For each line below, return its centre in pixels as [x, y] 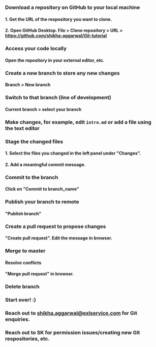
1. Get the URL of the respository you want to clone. [59, 19]
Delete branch [22, 287]
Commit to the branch [32, 177]
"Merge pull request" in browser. [39, 274]
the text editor [22, 128]
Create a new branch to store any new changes [62, 73]
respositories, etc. [28, 339]
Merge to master [25, 251]
